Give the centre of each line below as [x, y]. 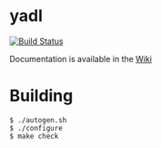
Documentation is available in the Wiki [81, 58]
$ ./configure [36, 128]
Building [41, 96]
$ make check [34, 136]
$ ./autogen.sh [38, 120]
